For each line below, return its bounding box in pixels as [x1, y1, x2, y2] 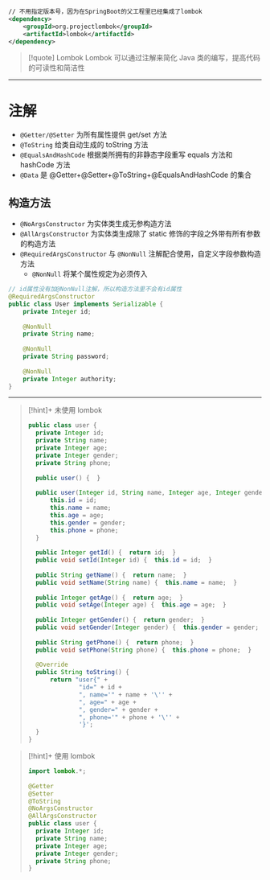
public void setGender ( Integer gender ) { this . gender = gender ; [35, 623, 260, 631]
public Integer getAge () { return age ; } [35, 594, 183, 602]
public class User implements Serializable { [8, 300, 163, 308]
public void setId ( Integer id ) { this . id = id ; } [35, 556, 213, 565]
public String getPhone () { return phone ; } [35, 638, 194, 647]
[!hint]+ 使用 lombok [27, 751, 96, 760]
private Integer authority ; [22, 375, 117, 383]
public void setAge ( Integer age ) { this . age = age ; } [35, 601, 227, 609]
